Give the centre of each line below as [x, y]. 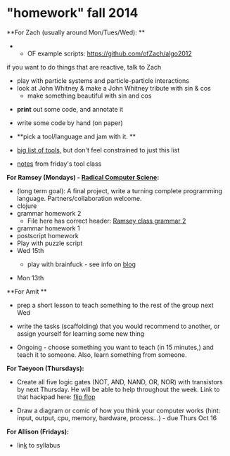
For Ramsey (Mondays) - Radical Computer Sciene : [83, 177]
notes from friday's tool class [59, 164]
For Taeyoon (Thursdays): [45, 368]
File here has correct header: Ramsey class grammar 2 [107, 221]
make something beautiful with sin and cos [89, 96]
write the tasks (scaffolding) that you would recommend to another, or [118, 326]
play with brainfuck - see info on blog [82, 264]
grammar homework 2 [49, 213]
